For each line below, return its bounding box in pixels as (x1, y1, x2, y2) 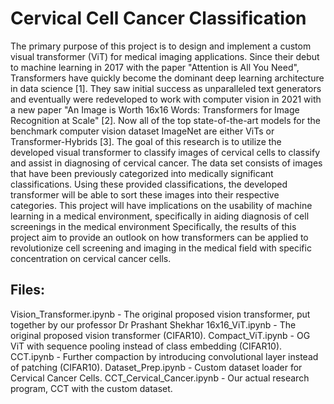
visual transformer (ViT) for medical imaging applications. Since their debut (10, 50, 320, 62)
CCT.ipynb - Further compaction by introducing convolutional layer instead (10, 350, 319, 362)
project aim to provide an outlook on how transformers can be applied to (10, 231, 309, 243)
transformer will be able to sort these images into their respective (10, 188, 280, 201)
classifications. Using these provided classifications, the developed (10, 178, 288, 190)
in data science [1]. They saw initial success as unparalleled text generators (10, 82, 322, 94)
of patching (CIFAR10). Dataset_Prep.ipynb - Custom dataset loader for (10, 361, 303, 373)
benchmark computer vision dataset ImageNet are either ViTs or (10, 125, 275, 137)
